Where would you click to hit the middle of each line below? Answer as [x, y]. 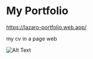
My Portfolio [37, 11]
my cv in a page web [32, 38]
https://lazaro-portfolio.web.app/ [46, 27]
